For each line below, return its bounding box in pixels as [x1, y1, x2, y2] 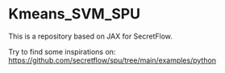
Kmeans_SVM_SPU [8, 5, 141, 23]
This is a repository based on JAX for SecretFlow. [8, 31, 173, 41]
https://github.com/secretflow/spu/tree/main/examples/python [8, 55, 216, 65]
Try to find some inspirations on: [8, 47, 116, 56]
